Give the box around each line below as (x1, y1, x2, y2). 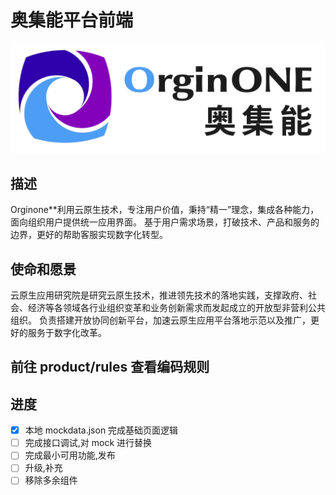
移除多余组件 (24, 474, 78, 486)
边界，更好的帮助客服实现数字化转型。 (10, 229, 168, 241)
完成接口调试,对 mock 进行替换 (24, 437, 153, 449)
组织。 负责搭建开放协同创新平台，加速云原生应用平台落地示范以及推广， (10, 314, 311, 326)
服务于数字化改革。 (27, 326, 107, 338)
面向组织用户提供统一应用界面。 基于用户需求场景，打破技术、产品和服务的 (10, 216, 320, 228)
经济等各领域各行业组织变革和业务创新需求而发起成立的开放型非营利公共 (27, 301, 326, 313)
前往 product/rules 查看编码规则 (10, 359, 210, 376)
